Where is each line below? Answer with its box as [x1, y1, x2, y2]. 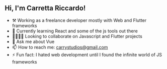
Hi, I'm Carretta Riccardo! [5, 4, 86, 12]
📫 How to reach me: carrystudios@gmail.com [12, 44, 108, 50]
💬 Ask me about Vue [12, 38, 55, 44]
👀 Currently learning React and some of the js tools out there [12, 27, 138, 34]
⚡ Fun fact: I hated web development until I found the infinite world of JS [12, 51, 162, 57]
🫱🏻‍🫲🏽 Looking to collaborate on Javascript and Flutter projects [12, 33, 143, 39]
